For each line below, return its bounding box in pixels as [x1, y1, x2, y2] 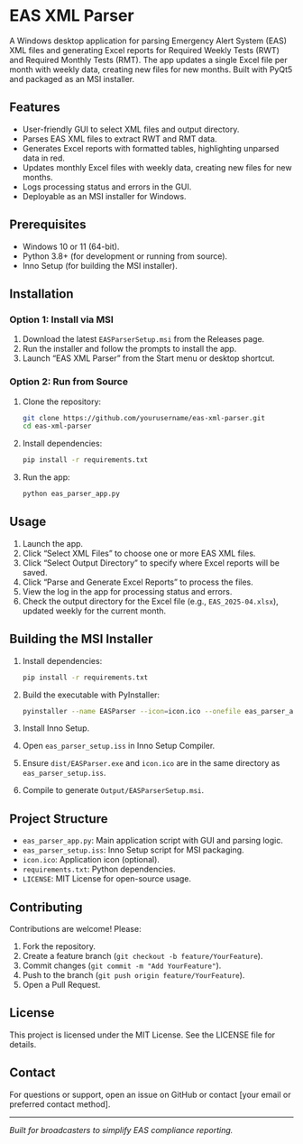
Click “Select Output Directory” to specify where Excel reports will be [22, 557, 280, 568]
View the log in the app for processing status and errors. [22, 586, 233, 596]
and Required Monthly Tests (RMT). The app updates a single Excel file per [9, 54, 288, 65]
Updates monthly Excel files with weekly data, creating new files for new [22, 161, 292, 172]
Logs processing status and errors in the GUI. [22, 181, 192, 192]
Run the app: [22, 472, 70, 483]
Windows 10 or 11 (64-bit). [22, 241, 120, 252]
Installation [9, 286, 74, 301]
